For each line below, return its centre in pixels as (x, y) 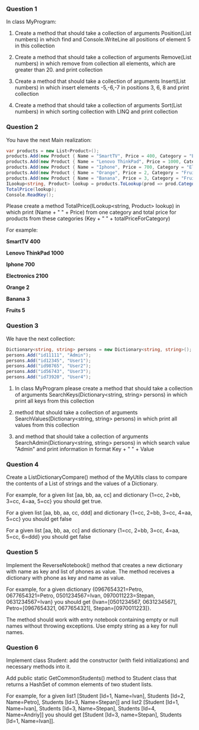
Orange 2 (18, 287)
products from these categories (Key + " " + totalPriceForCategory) (88, 218)
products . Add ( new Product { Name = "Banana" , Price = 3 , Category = (92, 178)
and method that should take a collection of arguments (81, 436)
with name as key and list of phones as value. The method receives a (90, 571)
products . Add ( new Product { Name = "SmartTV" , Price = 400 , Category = (96, 156)
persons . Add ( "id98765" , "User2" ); (49, 366)
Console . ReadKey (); (30, 195)
